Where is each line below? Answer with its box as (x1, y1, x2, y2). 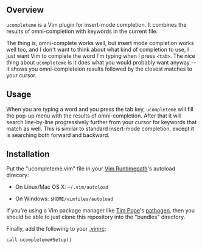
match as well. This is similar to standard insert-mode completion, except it (6, 125, 195, 132)
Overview (6, 5, 44, 15)
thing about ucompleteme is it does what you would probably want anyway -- (6, 58, 197, 66)
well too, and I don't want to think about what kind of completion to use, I (6, 46, 189, 53)
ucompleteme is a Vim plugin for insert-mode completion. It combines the (6, 21, 187, 28)
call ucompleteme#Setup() (6, 237, 72, 243)
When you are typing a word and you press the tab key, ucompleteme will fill (6, 105, 193, 113)
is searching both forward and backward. (6, 131, 110, 139)
